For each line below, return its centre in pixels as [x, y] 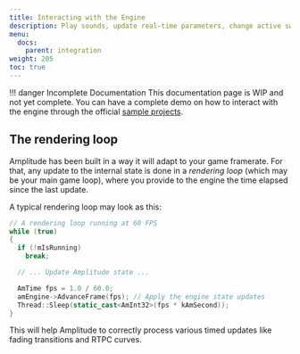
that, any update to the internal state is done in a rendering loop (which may [149, 170]
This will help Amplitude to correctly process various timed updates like [141, 330]
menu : [19, 34]
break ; [37, 256]
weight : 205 [31, 59]
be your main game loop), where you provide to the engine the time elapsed [149, 180]
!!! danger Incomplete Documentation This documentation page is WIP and [146, 92]
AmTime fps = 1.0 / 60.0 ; [66, 288]
